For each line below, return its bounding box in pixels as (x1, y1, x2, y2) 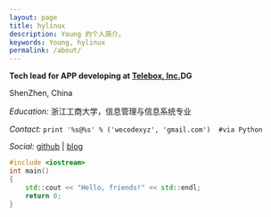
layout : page (9, 12, 58, 22)
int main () (9, 166, 50, 175)
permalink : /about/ (9, 46, 82, 55)
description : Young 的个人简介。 (9, 29, 126, 38)
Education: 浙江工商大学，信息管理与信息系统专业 (9, 106, 192, 117)
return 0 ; (25, 191, 62, 200)
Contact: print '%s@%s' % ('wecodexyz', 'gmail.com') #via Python (9, 124, 263, 134)
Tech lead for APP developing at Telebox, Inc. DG (9, 70, 193, 81)
